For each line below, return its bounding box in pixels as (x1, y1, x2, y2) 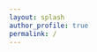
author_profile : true (9, 21, 89, 30)
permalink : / (9, 29, 57, 38)
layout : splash (9, 12, 65, 22)
